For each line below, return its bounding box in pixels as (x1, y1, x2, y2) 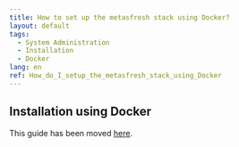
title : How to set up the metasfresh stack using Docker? (9, 12, 230, 22)
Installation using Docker (9, 104, 152, 119)
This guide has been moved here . (9, 127, 132, 138)
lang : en (9, 63, 42, 72)
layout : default (9, 21, 70, 30)
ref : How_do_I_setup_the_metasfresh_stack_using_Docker (9, 71, 222, 80)
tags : (9, 29, 30, 38)
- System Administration (17, 37, 110, 47)
